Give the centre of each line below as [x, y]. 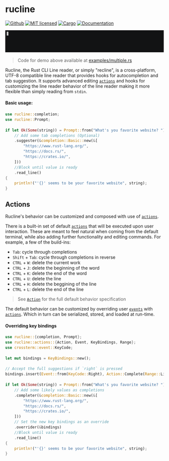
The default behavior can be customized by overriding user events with [79, 309]
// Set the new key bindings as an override [62, 422]
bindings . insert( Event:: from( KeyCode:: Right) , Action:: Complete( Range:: [83, 374]
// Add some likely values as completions [59, 390]
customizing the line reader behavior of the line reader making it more [77, 86]
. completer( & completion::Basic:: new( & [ [56, 395]
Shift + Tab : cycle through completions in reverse [64, 257]
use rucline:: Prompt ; [28, 119]
